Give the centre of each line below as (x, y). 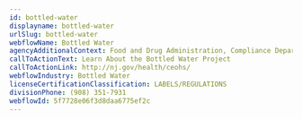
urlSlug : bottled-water (54, 34)
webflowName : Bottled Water (62, 42)
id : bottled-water (44, 17)
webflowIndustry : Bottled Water (70, 76)
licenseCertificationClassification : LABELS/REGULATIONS (118, 84)
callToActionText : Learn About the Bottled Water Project (120, 59)
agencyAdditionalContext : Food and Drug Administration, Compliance (140, 51)
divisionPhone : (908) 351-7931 (68, 92)
